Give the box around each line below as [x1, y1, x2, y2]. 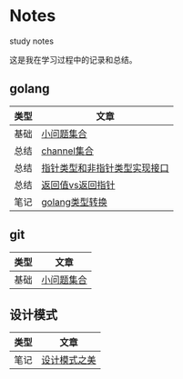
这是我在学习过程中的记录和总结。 [9, 54, 137, 65]
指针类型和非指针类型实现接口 [41, 161, 170, 174]
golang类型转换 [41, 195, 107, 208]
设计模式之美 [41, 354, 97, 366]
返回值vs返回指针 [41, 178, 116, 191]
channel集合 [41, 145, 94, 157]
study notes [9, 35, 55, 46]
